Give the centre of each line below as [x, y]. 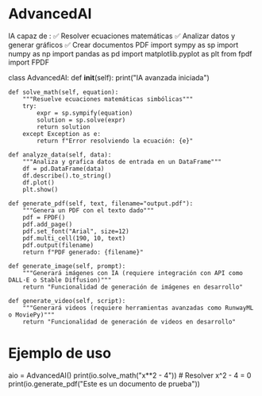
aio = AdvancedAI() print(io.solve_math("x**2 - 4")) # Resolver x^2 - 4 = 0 [130, 375]
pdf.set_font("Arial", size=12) [76, 231]
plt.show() [40, 189]
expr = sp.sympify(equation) [85, 113]
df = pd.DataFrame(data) [64, 169]
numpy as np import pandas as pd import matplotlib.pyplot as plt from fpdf [130, 53]
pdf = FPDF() [44, 217]
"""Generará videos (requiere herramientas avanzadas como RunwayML [138, 308]
